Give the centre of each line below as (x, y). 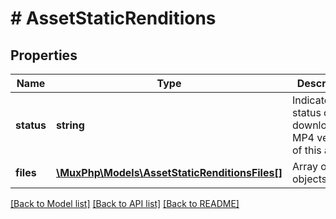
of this (306, 150)
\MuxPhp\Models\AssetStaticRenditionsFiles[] (169, 172)
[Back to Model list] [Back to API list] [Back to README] (125, 203)
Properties (44, 55)
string (70, 125)
